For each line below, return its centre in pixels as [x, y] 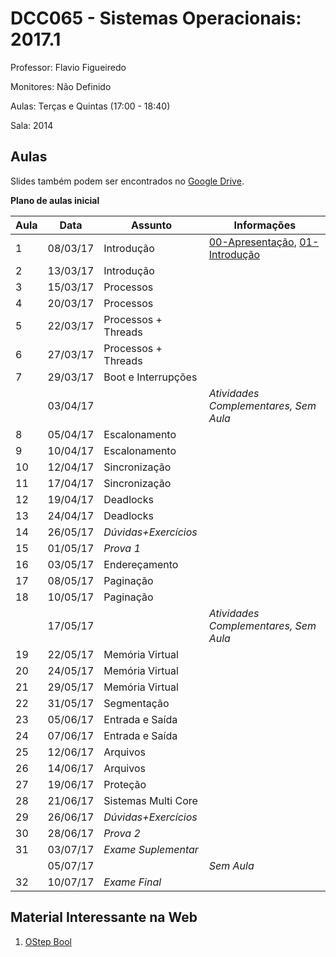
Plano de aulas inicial [55, 200]
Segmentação [136, 703]
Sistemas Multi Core [150, 800]
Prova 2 [122, 833]
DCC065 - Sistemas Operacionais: [156, 18]
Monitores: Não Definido [61, 86]
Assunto [151, 225]
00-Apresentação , [252, 242]
